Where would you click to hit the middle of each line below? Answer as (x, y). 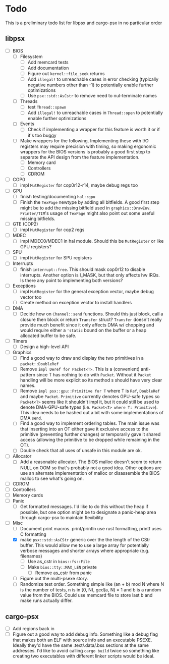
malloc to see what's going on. (52, 478)
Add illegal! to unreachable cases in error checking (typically (93, 79)
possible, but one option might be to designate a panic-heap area (88, 512)
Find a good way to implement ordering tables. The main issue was (90, 423)
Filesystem (31, 57)
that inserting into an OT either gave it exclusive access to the (84, 429)
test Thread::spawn (47, 107)
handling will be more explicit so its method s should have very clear (91, 380)
